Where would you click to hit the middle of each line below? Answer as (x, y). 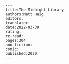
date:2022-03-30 (22, 27)
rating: (13, 32)
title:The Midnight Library (35, 10)
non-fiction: (19, 45)
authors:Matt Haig (24, 14)
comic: (12, 49)
